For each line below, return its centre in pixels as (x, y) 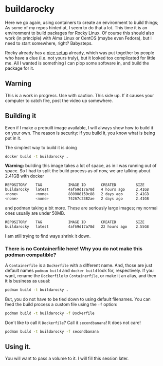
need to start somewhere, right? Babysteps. (49, 43)
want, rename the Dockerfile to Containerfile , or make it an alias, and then (81, 275)
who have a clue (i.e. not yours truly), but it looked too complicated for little (80, 58)
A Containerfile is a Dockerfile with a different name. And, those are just (79, 265)
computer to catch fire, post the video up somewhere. (59, 101)
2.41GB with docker (25, 176)
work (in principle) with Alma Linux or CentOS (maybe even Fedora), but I (78, 38)
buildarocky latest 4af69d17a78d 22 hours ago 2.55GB (77, 226)
